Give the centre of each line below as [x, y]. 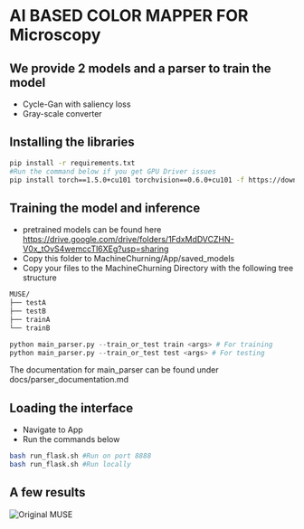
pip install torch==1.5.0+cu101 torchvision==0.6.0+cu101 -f [127, 180]
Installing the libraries [72, 142]
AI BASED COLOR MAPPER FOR [129, 16]
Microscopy [55, 35]
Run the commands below [71, 439]
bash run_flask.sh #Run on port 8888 [81, 456]
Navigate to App [52, 430]
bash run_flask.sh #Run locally [70, 465]
